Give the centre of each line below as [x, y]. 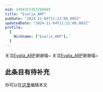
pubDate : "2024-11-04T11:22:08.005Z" [43, 18]
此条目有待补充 [27, 72]
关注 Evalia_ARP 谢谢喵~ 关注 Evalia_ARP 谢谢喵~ [51, 55]
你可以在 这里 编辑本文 [26, 85]
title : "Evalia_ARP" [26, 14]
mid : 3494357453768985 [28, 9]
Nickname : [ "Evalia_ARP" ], [41, 37]
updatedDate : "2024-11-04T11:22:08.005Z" [47, 23]
